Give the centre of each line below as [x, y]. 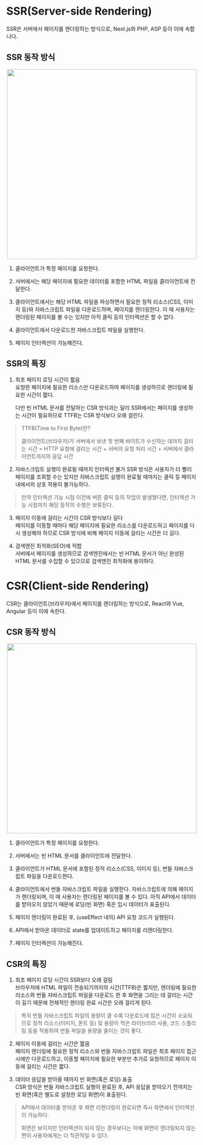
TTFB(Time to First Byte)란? [56, 428]
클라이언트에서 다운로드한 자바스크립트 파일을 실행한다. [80, 330]
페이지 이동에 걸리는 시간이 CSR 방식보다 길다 [69, 518]
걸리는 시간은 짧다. [48, 1067]
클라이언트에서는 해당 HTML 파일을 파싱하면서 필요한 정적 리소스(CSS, [98, 301]
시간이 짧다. [40, 395]
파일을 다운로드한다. [50, 877]
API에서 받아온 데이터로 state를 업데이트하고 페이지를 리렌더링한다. [94, 930]
